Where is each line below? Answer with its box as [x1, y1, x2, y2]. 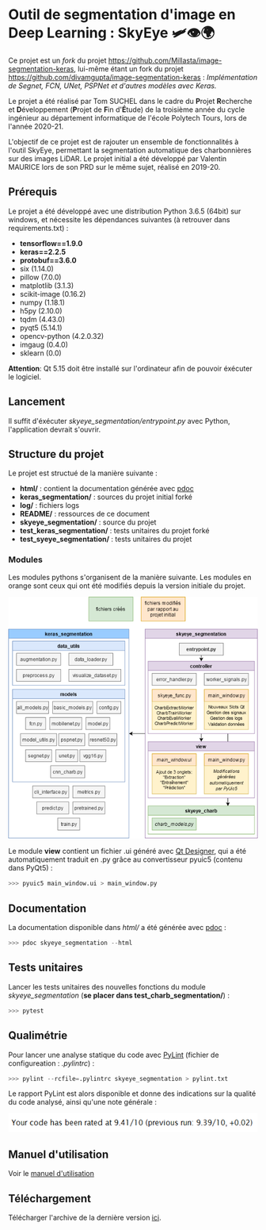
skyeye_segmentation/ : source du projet [19, 517, 157, 527]
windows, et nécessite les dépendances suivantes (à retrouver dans [8, 214, 230, 224]
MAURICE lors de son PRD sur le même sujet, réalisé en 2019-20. [8, 162, 221, 171]
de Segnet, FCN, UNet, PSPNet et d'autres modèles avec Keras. [8, 81, 217, 90]
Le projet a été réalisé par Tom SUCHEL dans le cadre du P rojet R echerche [8, 96, 253, 106]
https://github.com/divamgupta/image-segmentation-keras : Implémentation [8, 72, 258, 82]
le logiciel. [8, 371, 42, 382]
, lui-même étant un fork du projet [74, 63, 184, 73]
